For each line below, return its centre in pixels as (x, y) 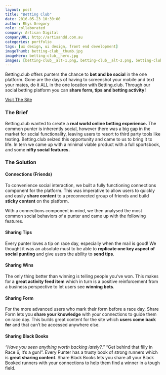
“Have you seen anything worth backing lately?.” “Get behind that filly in (79, 347)
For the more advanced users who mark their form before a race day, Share (82, 309)
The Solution (21, 162)
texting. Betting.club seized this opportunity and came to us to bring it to (79, 139)
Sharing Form (19, 298)
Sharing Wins (19, 265)
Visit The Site (19, 100)
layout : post (19, 10)
